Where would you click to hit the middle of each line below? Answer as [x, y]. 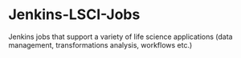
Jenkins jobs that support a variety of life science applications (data [120, 37]
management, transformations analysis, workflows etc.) [100, 44]
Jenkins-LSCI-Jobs [74, 15]
